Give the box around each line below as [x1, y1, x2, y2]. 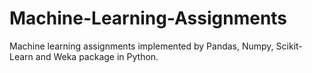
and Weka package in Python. [35, 50, 159, 62]
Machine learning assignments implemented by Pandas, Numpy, [9, 40, 274, 52]
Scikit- [275, 40, 303, 52]
